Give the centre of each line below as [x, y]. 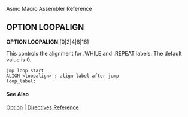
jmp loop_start [25, 70]
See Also [17, 94]
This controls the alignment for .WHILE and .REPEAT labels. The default [94, 53]
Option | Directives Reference [43, 107]
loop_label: [21, 81]
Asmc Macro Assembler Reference [49, 9]
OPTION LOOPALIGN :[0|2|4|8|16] [48, 42]
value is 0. [19, 60]
